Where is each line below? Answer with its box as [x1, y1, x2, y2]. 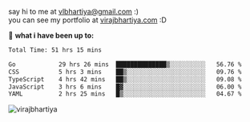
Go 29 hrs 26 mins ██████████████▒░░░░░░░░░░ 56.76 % [8, 60, 242, 69]
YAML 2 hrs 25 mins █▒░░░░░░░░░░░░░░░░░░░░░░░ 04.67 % [8, 90, 242, 98]
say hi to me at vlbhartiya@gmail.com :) [8, 7, 139, 16]
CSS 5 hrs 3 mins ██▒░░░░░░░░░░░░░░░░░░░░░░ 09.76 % [8, 68, 242, 76]
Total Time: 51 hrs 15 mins [8, 46, 103, 54]
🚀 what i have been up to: [8, 31, 95, 40]
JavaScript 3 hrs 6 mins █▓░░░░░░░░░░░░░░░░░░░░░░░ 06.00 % [8, 83, 242, 91]
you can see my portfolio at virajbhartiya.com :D [8, 15, 167, 25]
